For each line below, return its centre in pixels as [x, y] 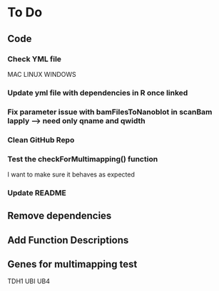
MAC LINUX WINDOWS [42, 74]
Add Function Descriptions [68, 240]
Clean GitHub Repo [41, 139]
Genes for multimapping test [72, 264]
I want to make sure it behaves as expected [71, 174]
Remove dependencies [60, 216]
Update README [37, 193]
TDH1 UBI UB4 [29, 281]
